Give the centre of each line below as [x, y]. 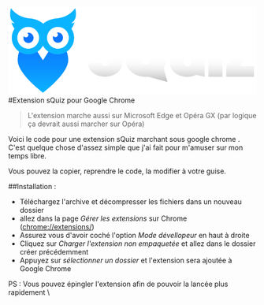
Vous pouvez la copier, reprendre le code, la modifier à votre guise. [117, 171]
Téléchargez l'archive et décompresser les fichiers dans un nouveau [131, 202]
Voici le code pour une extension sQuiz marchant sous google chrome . [124, 139]
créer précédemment [54, 252]
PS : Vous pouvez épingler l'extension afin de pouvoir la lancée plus [118, 284]
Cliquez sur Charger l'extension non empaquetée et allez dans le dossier [138, 244]
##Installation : [32, 187]
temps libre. [28, 156]
